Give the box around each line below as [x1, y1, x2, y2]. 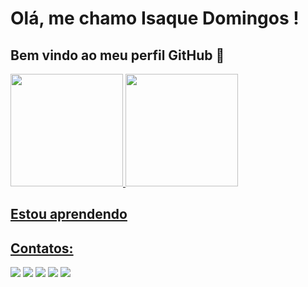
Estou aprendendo [10, 206, 128, 223]
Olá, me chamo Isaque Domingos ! [10, 7, 300, 30]
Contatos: [10, 240, 74, 257]
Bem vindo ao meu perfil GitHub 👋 [10, 47, 225, 64]
